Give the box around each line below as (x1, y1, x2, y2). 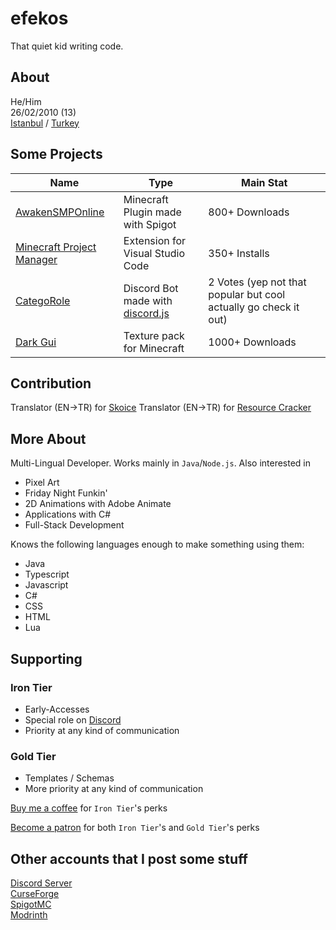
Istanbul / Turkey (10, 117, 80, 129)
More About (10, 430, 87, 447)
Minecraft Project (15, 240, 97, 254)
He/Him (10, 95, 42, 107)
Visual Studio (123, 246, 186, 260)
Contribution (10, 375, 92, 392)
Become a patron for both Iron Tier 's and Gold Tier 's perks (10, 822, 260, 834)
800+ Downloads (208, 205, 290, 219)
